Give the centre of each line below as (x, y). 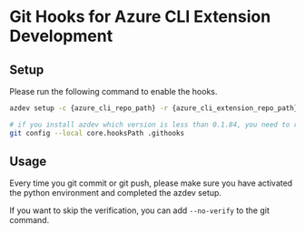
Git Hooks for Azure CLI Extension (140, 17)
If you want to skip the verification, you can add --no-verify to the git (139, 210)
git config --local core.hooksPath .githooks (97, 133)
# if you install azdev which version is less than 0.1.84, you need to (150, 125)
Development (61, 36)
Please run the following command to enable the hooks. (113, 91)
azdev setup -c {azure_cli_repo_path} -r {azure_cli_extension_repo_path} (154, 108)
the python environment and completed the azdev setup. (116, 193)
